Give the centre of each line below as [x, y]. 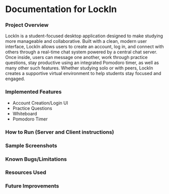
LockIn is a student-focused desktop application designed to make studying [84, 36]
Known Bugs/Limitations [36, 159]
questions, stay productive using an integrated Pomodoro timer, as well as [82, 63]
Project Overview [27, 25]
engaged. [15, 79]
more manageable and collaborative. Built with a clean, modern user [76, 41]
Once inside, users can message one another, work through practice [76, 57]
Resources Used [26, 172]
